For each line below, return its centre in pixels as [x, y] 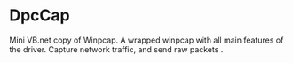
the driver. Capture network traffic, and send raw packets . [116, 49]
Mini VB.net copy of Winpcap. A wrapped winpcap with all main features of [146, 40]
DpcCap [40, 16]
